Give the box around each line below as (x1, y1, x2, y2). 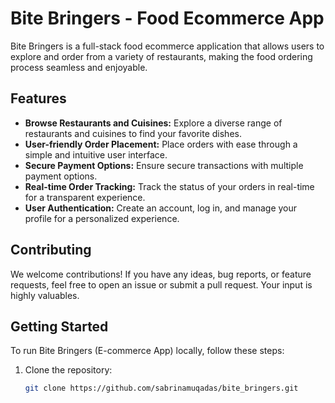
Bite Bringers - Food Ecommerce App (10, 7, 325, 30)
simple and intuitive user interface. (24, 148, 168, 161)
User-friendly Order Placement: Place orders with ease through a (24, 138, 298, 150)
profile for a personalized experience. (24, 212, 180, 224)
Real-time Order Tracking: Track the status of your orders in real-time (24, 180, 315, 192)
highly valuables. (10, 289, 80, 301)
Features (10, 90, 67, 107)
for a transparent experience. (24, 191, 146, 203)
